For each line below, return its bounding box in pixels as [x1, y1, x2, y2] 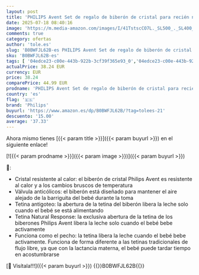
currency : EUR [6, 69, 41, 75]
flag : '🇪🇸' [6, 96, 36, 102]
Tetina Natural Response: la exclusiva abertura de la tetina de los [14, 213, 173, 221]
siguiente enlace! [6, 141, 48, 148]
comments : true [6, 31, 44, 37]
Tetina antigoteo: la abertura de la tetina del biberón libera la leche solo [14, 200, 188, 208]
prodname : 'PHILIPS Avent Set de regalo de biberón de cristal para [6, 86, 179, 92]
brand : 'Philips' [6, 102, 49, 108]
